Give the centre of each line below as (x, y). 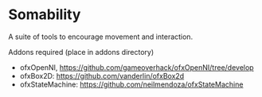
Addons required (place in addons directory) (81, 52)
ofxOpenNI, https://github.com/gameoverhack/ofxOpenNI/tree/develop (137, 67)
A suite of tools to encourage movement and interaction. (101, 37)
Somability (45, 15)
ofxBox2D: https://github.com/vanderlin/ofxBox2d (102, 76)
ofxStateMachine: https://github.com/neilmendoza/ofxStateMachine (131, 84)
